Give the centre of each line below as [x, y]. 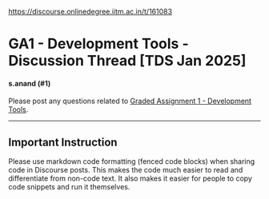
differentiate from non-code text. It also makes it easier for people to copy [130, 178]
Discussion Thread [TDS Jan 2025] [127, 61]
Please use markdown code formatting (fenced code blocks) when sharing [132, 161]
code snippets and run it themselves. [69, 187]
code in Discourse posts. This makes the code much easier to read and [126, 170]
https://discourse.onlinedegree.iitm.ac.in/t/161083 [90, 12]
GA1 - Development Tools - [99, 44]
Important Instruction [63, 142]
